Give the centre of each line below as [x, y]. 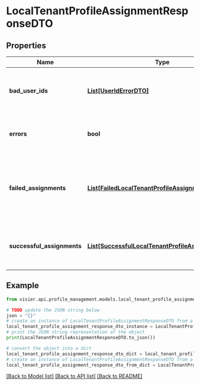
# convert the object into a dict [49, 348]
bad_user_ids [29, 91]
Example [23, 285]
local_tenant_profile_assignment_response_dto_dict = [74, 354]
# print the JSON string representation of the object [76, 332]
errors [18, 134]
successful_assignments [46, 246]
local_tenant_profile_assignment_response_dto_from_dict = [81, 365]
